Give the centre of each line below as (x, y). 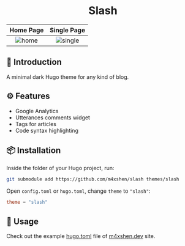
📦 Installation (34, 150)
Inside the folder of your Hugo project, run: (60, 168)
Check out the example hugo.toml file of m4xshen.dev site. (81, 236)
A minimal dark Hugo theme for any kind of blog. (68, 76)
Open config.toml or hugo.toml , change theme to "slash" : (79, 191)
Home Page (27, 30)
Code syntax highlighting (47, 130)
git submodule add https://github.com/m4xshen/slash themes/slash (93, 179)
